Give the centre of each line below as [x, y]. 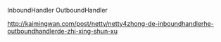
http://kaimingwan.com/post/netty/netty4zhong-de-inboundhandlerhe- [111, 23]
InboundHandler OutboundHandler [57, 10]
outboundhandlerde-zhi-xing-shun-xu [63, 31]
